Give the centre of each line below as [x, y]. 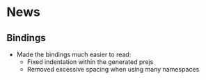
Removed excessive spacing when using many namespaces [113, 69]
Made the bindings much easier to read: [74, 54]
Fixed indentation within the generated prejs [90, 62]
